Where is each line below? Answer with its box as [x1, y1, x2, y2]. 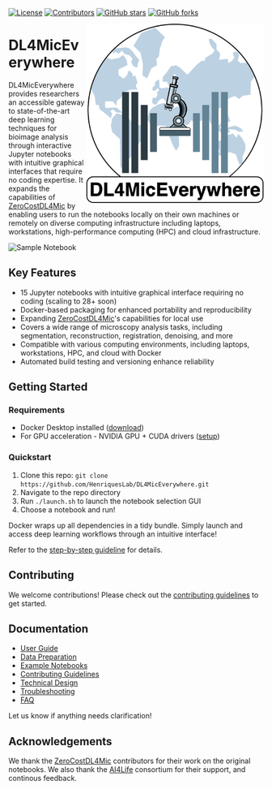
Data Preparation [19, 652, 77, 662]
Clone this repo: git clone [19, 470, 108, 480]
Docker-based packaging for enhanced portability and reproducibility [19, 304, 253, 314]
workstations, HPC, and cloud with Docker [19, 347, 162, 357]
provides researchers [8, 88, 79, 98]
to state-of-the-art [8, 106, 70, 115]
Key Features [8, 266, 77, 280]
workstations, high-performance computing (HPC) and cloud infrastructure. [8, 226, 261, 236]
